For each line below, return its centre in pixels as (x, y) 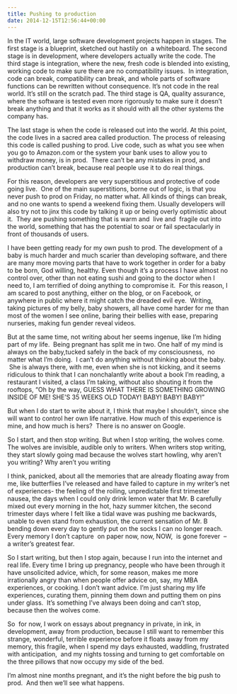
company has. (28, 116)
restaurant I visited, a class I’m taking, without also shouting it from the (110, 382)
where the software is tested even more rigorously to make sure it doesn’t (115, 101)
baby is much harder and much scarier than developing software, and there (117, 255)
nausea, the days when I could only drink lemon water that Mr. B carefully (115, 498)
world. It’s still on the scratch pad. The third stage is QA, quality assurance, (116, 94)
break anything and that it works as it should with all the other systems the (116, 108)
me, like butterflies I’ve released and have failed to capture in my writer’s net (118, 483)
